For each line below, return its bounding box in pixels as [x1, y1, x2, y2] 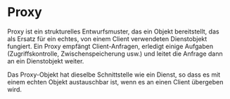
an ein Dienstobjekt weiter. [7, 56, 84, 65]
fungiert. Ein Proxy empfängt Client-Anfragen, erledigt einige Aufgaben [7, 42, 213, 50]
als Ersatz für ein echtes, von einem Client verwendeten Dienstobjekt [7, 34, 207, 43]
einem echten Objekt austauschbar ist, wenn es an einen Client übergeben [7, 77, 224, 86]
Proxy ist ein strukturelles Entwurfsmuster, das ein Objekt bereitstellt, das [7, 27, 219, 36]
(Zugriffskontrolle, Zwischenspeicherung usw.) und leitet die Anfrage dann [7, 49, 223, 58]
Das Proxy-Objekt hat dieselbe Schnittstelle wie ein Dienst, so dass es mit [7, 70, 221, 79]
